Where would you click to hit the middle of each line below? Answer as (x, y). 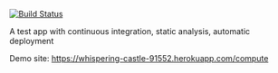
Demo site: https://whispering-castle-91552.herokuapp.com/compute (139, 58)
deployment (32, 41)
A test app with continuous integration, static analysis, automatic (130, 31)
